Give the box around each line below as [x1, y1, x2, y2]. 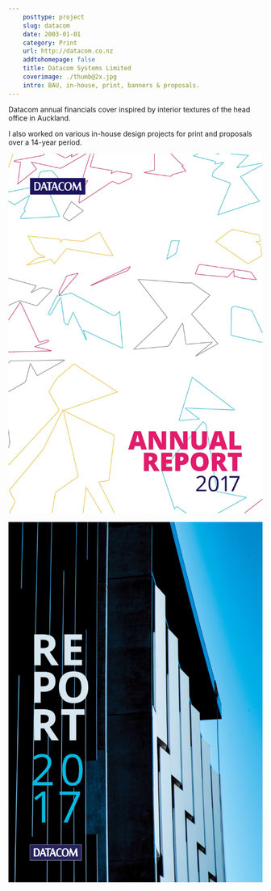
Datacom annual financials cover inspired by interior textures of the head [8, 104, 251, 114]
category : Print [23, 39, 78, 47]
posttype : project [23, 13, 85, 21]
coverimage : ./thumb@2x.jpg [23, 73, 117, 81]
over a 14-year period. [8, 137, 82, 147]
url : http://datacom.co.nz [23, 47, 114, 56]
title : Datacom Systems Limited [23, 65, 131, 73]
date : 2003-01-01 [23, 30, 81, 38]
